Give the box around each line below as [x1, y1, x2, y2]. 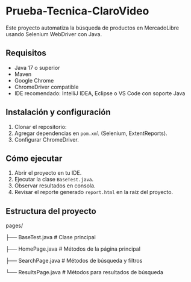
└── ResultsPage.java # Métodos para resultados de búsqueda [5, 269, 163, 276]
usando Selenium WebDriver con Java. [5, 30, 102, 37]
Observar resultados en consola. [14, 182, 96, 189]
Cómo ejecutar [5, 153, 63, 163]
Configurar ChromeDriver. [14, 136, 79, 143]
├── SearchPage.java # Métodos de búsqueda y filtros [5, 257, 143, 265]
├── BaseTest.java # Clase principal [5, 234, 96, 241]
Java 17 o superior [14, 64, 60, 71]
